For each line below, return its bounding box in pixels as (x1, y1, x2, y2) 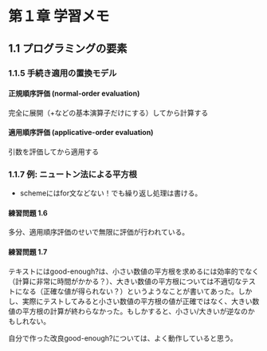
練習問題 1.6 (8, 208, 48, 218)
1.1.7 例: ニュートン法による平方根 (8, 168, 138, 179)
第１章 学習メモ (8, 7, 110, 26)
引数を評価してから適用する (8, 147, 100, 156)
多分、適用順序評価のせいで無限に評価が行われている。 (8, 227, 190, 237)
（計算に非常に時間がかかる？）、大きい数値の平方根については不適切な (8, 276, 242, 286)
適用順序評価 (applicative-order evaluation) (8, 128, 154, 137)
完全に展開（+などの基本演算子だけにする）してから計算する (8, 108, 209, 117)
